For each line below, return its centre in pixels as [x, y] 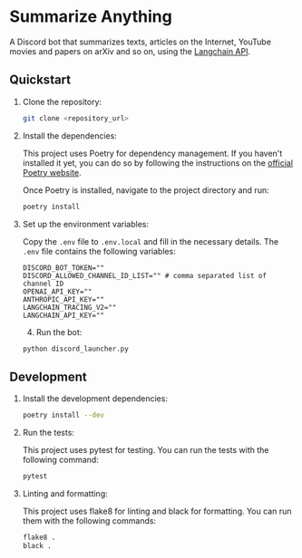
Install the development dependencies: [95, 399]
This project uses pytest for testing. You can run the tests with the [146, 450]
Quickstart [40, 80]
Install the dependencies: [70, 135]
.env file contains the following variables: [99, 251]
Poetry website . [52, 172]
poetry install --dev [63, 415]
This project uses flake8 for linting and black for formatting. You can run [157, 511]
